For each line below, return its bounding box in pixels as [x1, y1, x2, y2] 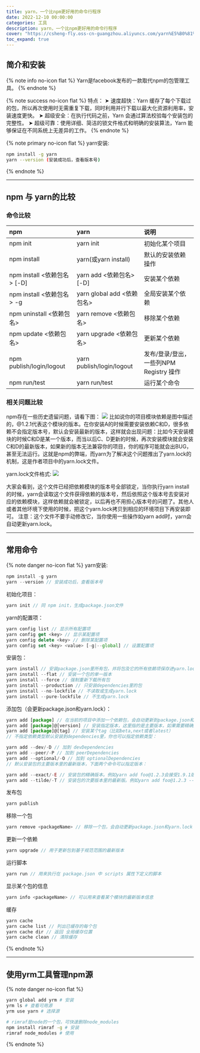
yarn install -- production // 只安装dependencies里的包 [6, 683, 142, 688]
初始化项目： [6, 591, 37, 598]
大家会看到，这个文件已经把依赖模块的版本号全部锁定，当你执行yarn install [6, 483, 189, 490]
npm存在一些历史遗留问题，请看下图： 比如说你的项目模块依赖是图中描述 [6, 413, 193, 420]
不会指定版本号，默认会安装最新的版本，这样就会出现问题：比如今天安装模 [11, 428, 194, 435]
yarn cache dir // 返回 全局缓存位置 [6, 929, 93, 935]
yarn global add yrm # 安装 [6, 997, 74, 1004]
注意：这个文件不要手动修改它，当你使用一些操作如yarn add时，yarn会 [17, 513, 192, 520]
